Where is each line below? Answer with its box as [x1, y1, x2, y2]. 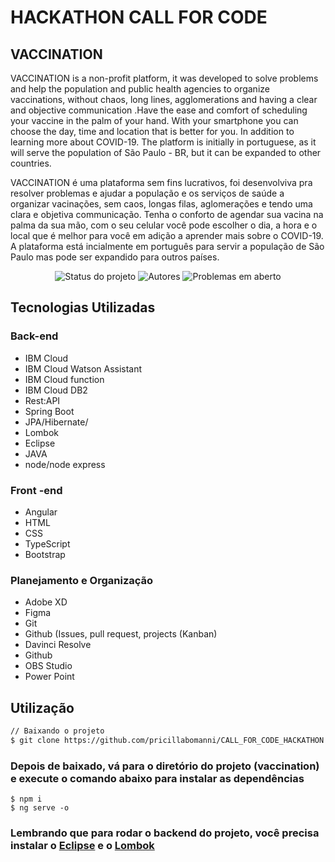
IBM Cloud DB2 [24, 384, 88, 396]
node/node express [24, 458, 106, 470]
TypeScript [24, 537, 71, 550]
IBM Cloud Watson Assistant [24, 362, 143, 375]
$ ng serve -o [10, 803, 70, 813]
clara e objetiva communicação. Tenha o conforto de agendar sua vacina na [10, 209, 324, 220]
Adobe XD [24, 596, 68, 608]
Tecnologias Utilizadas [10, 299, 156, 316]
